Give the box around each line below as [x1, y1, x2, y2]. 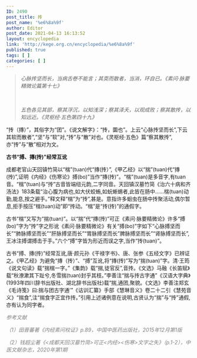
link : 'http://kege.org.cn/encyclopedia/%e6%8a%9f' [6, 42, 135, 48]
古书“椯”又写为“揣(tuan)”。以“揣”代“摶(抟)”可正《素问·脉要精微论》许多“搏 [6, 215, 185, 222]
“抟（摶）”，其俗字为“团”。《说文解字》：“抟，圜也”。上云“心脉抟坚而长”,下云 [6, 126, 188, 133]
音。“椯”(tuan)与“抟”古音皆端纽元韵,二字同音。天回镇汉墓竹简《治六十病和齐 [6, 180, 191, 187]
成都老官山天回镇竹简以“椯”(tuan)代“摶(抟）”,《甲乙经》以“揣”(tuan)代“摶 [6, 165, 181, 173]
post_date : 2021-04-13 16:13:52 [6, 31, 85, 37]
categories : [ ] [6, 58, 46, 64]
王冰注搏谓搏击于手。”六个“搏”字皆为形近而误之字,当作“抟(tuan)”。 [6, 237, 165, 244]
